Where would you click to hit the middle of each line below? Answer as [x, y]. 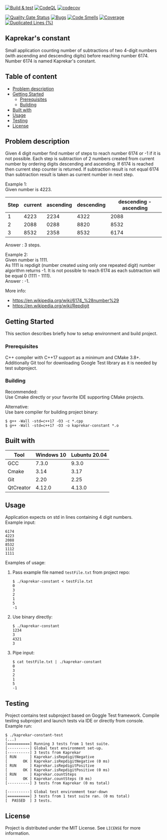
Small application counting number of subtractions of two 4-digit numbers [81, 50]
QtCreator [19, 487]
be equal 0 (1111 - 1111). [28, 276]
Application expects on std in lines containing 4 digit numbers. [69, 517]
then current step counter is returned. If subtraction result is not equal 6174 [82, 169]
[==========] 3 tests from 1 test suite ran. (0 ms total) [68, 796]
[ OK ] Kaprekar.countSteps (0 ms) [49, 779]
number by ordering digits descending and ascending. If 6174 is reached [80, 164]
